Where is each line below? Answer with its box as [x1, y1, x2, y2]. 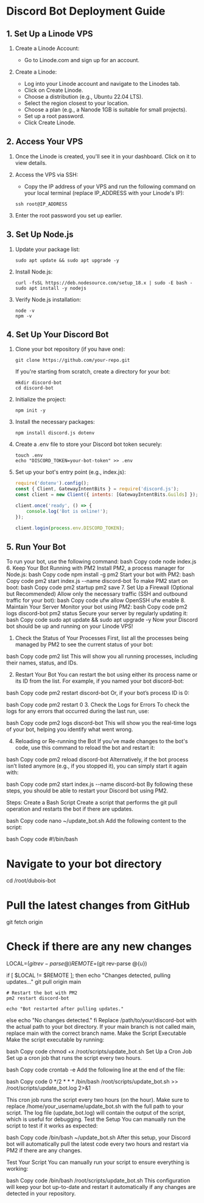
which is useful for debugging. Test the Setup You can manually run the [6, 1116, 186, 1123]
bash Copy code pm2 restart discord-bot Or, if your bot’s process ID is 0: [6, 690, 190, 697]
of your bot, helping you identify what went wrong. [6, 726, 133, 733]
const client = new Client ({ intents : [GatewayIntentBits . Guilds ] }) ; [15, 492, 199, 498]
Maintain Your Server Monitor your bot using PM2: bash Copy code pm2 [6, 603, 188, 610]
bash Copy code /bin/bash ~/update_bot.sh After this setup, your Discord [6, 1134, 191, 1141]
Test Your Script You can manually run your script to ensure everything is [6, 1159, 190, 1166]
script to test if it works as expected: [6, 1122, 98, 1129]
